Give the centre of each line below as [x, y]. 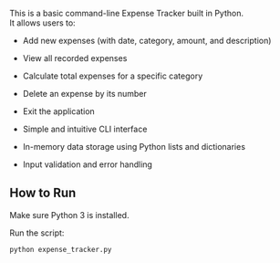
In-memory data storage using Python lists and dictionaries [134, 147]
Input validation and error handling [88, 164]
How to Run [43, 193]
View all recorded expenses [75, 58]
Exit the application [59, 111]
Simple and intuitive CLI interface [85, 129]
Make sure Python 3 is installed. [69, 215]
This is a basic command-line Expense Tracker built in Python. [127, 13]
